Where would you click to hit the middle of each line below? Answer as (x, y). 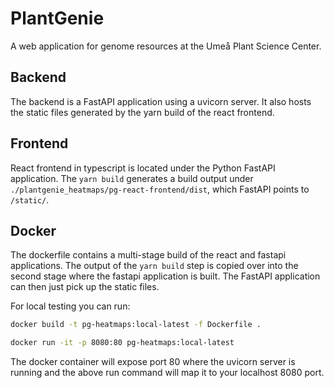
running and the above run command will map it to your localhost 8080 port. (167, 373)
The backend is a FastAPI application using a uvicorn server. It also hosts (161, 101)
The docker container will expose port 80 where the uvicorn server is (153, 362)
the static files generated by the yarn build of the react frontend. (142, 112)
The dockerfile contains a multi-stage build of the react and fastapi (148, 255)
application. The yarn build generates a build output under (132, 178)
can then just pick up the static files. (85, 287)
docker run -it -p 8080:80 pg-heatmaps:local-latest (122, 343)
